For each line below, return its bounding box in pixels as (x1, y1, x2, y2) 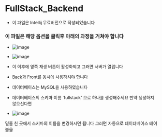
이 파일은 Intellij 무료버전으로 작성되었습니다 (12, 19, 95, 25)
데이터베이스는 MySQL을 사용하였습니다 (12, 85, 88, 90)
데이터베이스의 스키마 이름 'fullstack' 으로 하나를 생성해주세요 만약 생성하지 (12, 95, 155, 101)
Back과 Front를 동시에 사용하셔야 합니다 (12, 74, 88, 80)
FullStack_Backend (5, 3, 84, 14)
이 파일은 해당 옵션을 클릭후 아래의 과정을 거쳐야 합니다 (5, 33, 124, 39)
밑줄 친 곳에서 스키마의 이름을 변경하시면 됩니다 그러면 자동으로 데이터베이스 (5, 120, 148, 126)
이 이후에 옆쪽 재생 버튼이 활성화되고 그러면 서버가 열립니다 (12, 64, 123, 69)
